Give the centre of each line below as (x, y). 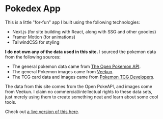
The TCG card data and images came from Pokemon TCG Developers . (83, 77)
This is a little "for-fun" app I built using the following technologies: (73, 22)
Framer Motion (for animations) (44, 37)
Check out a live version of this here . (42, 112)
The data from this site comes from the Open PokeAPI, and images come (79, 86)
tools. (11, 102)
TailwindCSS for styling (36, 42)
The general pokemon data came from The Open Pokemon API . (76, 66)
